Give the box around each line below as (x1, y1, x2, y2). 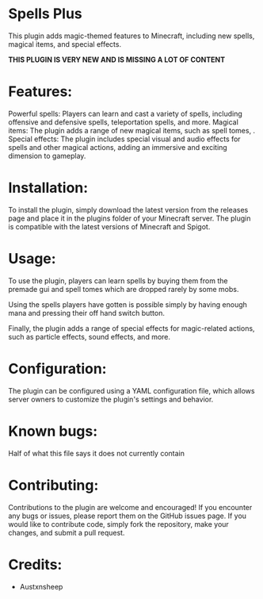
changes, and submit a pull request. (8, 528, 125, 537)
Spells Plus (8, 5, 82, 23)
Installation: (8, 179, 89, 197)
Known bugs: (8, 422, 98, 440)
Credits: (8, 555, 63, 574)
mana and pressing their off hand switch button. (8, 308, 165, 317)
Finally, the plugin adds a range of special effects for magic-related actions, (8, 323, 255, 333)
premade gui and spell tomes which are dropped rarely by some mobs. (8, 284, 239, 294)
